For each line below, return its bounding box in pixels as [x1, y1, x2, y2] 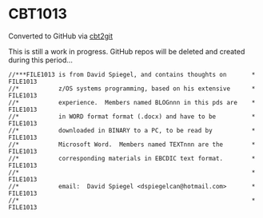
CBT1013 [8, 5, 68, 23]
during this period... [8, 55, 74, 65]
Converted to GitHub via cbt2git [8, 31, 114, 41]
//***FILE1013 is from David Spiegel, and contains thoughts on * [8, 70, 256, 78]
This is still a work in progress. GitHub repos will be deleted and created [8, 46, 245, 56]
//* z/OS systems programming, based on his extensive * [8, 85, 256, 93]
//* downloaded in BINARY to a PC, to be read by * [8, 126, 256, 134]
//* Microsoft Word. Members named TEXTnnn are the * [8, 141, 256, 149]
